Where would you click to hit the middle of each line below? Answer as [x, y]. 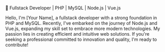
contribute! [17, 45]
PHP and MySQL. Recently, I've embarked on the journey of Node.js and [81, 23]
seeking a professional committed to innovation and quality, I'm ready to [81, 39]
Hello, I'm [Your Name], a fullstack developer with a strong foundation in [81, 18]
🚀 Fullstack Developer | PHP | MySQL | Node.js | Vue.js [63, 8]
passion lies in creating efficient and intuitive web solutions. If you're [77, 34]
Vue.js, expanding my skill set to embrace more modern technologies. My [83, 29]
